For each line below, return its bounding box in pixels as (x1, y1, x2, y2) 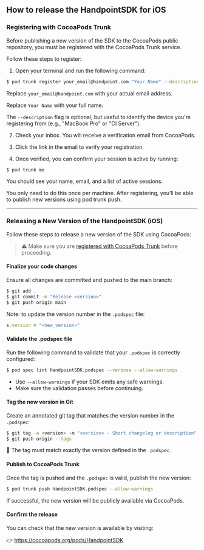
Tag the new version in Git (6, 398, 73, 406)
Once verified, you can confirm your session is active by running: (15, 155, 178, 162)
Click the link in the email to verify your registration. (15, 143, 144, 151)
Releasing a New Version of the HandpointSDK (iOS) (6, 217, 163, 225)
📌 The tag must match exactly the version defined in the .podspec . (6, 447, 171, 454)
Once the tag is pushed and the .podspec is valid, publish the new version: (6, 474, 191, 481)
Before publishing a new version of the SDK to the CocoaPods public (6, 36, 178, 44)
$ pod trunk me (6, 167, 45, 173)
